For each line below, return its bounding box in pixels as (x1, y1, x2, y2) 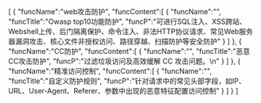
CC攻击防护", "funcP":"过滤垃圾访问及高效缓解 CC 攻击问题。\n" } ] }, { (8, 56, 241, 66)
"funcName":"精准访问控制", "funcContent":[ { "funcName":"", (8, 67, 212, 75)
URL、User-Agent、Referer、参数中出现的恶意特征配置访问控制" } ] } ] (8, 86, 239, 95)
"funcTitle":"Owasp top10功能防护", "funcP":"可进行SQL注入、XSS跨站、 (8, 17, 247, 26)
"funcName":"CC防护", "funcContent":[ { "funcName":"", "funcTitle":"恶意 (8, 47, 251, 55)
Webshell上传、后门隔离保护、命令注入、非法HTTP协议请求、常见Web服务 (8, 27, 253, 36)
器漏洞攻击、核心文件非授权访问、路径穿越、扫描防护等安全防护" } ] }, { (8, 36, 243, 46)
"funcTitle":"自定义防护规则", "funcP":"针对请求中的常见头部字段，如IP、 (8, 76, 246, 86)
